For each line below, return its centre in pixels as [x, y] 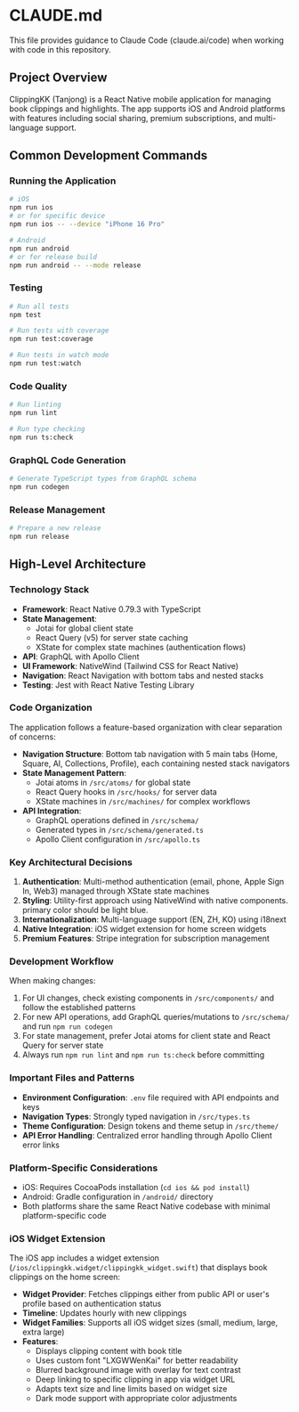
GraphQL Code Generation [68, 460]
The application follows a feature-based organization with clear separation [146, 727]
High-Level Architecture [78, 564]
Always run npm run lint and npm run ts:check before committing [143, 1055]
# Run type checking [48, 429]
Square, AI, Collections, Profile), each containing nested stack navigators [156, 763]
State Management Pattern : [74, 772]
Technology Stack [49, 590]
